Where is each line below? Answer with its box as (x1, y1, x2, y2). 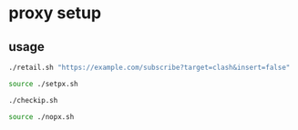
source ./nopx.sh (8, 112, 75, 121)
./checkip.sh (8, 95, 58, 105)
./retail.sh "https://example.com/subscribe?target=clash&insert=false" (8, 63, 291, 72)
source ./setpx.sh (8, 79, 78, 88)
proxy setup (8, 3, 102, 24)
